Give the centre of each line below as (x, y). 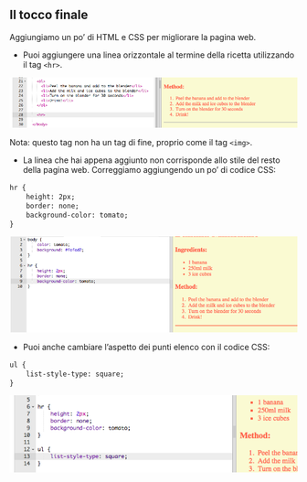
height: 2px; (51, 197)
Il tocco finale (49, 15)
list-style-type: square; (75, 374)
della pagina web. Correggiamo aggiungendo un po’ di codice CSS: (149, 169)
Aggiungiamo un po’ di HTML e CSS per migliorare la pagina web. (133, 37)
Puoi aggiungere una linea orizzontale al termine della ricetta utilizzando (159, 55)
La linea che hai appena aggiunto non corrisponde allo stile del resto (151, 160)
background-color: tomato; (77, 215)
